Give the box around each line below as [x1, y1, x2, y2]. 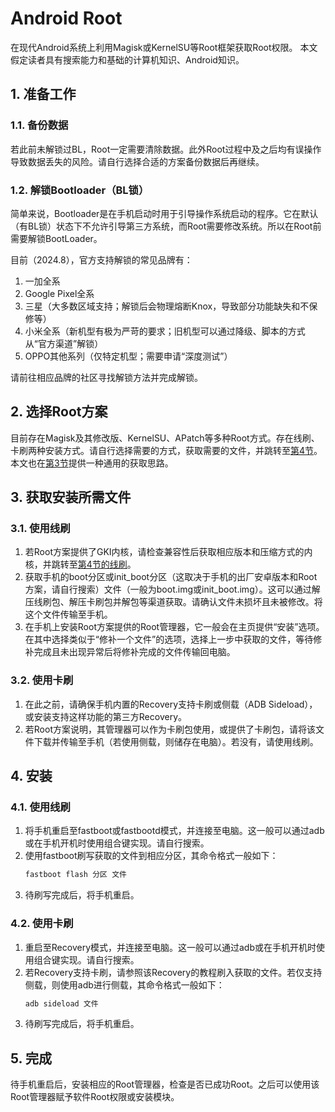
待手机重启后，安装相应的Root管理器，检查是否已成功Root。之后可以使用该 [10, 1078, 320, 1091]
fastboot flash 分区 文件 [24, 870, 127, 880]
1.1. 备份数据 [10, 118, 69, 132]
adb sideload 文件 [24, 998, 99, 1009]
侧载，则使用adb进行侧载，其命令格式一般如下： [24, 978, 225, 991]
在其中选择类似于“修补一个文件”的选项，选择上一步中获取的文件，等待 [24, 633, 314, 646]
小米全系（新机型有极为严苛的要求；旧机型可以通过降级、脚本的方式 [24, 325, 306, 337]
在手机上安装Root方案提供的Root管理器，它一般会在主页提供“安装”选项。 [24, 621, 325, 633]
